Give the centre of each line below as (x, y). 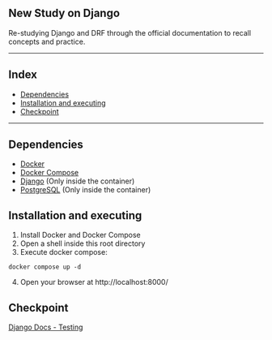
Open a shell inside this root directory (83, 243)
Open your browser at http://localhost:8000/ (94, 282)
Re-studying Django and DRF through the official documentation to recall (130, 32)
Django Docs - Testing (46, 327)
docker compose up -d (45, 267)
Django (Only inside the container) (77, 181)
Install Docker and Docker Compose (80, 235)
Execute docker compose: (64, 252)
